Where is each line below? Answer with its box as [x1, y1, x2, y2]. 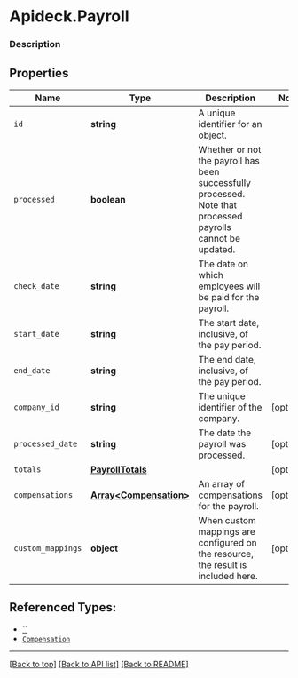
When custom [198, 514, 257, 526]
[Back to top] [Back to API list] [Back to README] [9, 658, 189, 669]
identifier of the [198, 401, 263, 413]
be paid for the [198, 291, 260, 303]
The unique [198, 389, 246, 402]
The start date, [198, 316, 260, 329]
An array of [198, 477, 246, 490]
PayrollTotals [90, 463, 147, 475]
